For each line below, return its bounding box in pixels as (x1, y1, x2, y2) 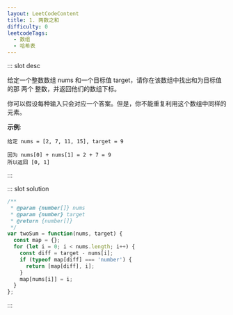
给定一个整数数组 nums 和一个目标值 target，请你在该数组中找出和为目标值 (7, 76, 222, 84)
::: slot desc (7, 62, 40, 70)
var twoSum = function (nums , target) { (7, 230, 123, 237)
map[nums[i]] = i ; (19, 275, 73, 282)
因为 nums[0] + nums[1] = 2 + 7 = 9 (7, 152, 111, 159)
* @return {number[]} (10, 217, 73, 225)
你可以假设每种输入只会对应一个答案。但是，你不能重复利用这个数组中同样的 (7, 99, 227, 108)
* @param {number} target (10, 211, 86, 218)
